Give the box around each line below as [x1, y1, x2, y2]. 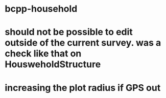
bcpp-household [5, 3, 78, 15]
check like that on [5, 48, 82, 59]
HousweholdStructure [5, 59, 101, 70]
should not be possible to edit [5, 26, 133, 38]
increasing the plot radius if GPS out [5, 82, 161, 93]
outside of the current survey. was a [5, 37, 161, 49]
